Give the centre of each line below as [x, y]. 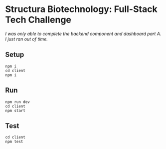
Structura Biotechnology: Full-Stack [82, 9]
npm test [14, 142]
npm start [15, 110]
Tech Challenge [38, 20]
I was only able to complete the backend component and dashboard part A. [83, 33]
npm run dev [17, 102]
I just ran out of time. [27, 39]
